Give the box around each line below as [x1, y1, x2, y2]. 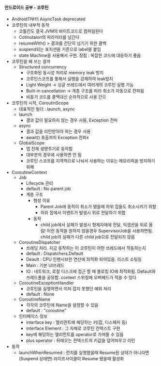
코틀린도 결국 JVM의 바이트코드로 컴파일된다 [18, 28, 103, 34]
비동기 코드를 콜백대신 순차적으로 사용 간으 [26, 94, 106, 100]
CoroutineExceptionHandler [18, 280, 74, 286]
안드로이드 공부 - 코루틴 [4, 4, 49, 10]
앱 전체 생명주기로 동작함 [26, 146, 73, 152]
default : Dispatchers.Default [26, 251, 83, 256]
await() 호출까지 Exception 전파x [26, 135, 89, 141]
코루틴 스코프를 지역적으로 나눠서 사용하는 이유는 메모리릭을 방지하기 [26, 158, 156, 164]
